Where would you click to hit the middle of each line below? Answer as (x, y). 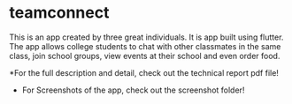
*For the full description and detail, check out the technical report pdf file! (144, 72)
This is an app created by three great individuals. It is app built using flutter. (146, 37)
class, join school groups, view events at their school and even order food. (145, 56)
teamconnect (59, 13)
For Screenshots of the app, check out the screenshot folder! (133, 90)
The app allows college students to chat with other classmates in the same (145, 46)
